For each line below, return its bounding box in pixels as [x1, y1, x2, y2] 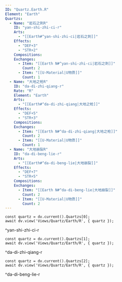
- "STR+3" [17, 115, 38, 120]
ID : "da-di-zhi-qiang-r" [14, 83, 64, 89]
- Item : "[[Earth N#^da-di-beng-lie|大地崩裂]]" [17, 187, 116, 192]
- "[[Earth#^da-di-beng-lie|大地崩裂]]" [17, 161, 98, 166]
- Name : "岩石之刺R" [9, 20, 48, 26]
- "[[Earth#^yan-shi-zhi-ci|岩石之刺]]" [17, 34, 98, 39]
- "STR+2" [17, 48, 38, 52]
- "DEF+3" [17, 43, 38, 48]
